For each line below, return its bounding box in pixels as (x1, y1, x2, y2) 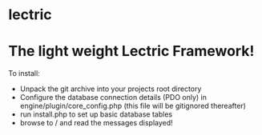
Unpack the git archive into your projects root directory (19, 84, 202, 93)
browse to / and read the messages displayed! (19, 118, 174, 128)
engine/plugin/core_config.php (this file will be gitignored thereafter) (19, 101, 247, 111)
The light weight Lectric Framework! (8, 42, 255, 61)
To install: (8, 69, 40, 78)
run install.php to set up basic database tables (19, 109, 173, 119)
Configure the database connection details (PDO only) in (19, 93, 207, 102)
